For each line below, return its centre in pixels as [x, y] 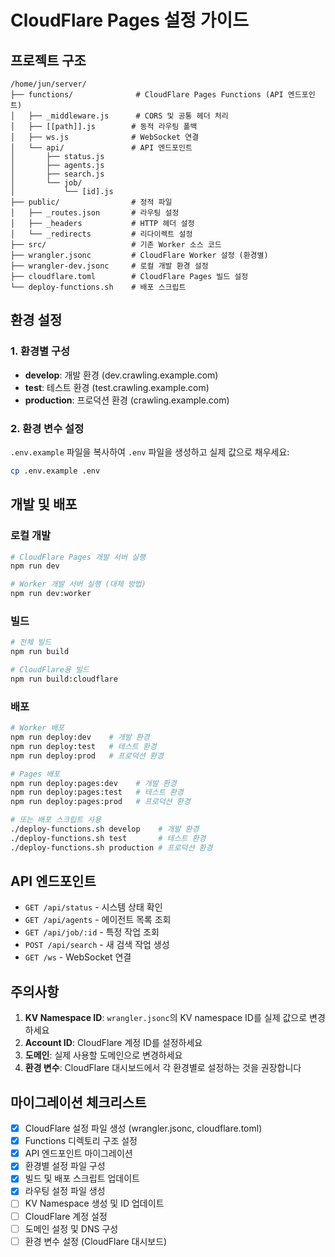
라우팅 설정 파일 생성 [65, 1191]
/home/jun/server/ [48, 84]
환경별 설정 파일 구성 [65, 1166]
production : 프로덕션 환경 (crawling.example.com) [127, 400]
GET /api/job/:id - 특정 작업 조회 [92, 932]
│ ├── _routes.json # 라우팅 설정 [95, 213]
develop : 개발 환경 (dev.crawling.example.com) [121, 375]
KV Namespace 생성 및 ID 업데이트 [94, 1203]
